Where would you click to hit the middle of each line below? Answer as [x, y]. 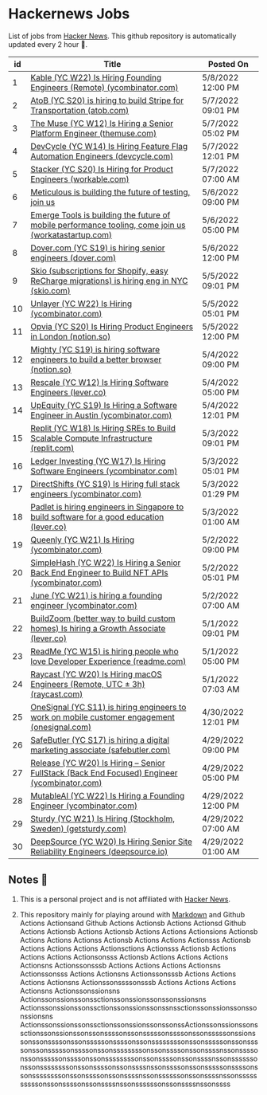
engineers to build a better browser [96, 359]
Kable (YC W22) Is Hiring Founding [96, 77]
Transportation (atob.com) [80, 110]
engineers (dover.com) [74, 257]
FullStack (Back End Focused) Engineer [104, 772]
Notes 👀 [28, 880]
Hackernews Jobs [69, 14]
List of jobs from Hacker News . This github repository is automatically [122, 36]
